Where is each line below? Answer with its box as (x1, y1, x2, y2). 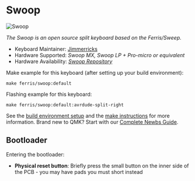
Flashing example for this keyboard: (6, 90, 92, 98)
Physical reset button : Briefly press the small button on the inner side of (14, 162, 189, 169)
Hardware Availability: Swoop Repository (14, 58, 113, 65)
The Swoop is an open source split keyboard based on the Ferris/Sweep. (6, 34, 182, 41)
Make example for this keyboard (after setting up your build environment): (6, 69, 184, 76)
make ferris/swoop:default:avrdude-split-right (6, 102, 124, 108)
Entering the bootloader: (6, 151, 65, 158)
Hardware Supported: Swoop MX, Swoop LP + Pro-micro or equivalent (14, 51, 185, 58)
